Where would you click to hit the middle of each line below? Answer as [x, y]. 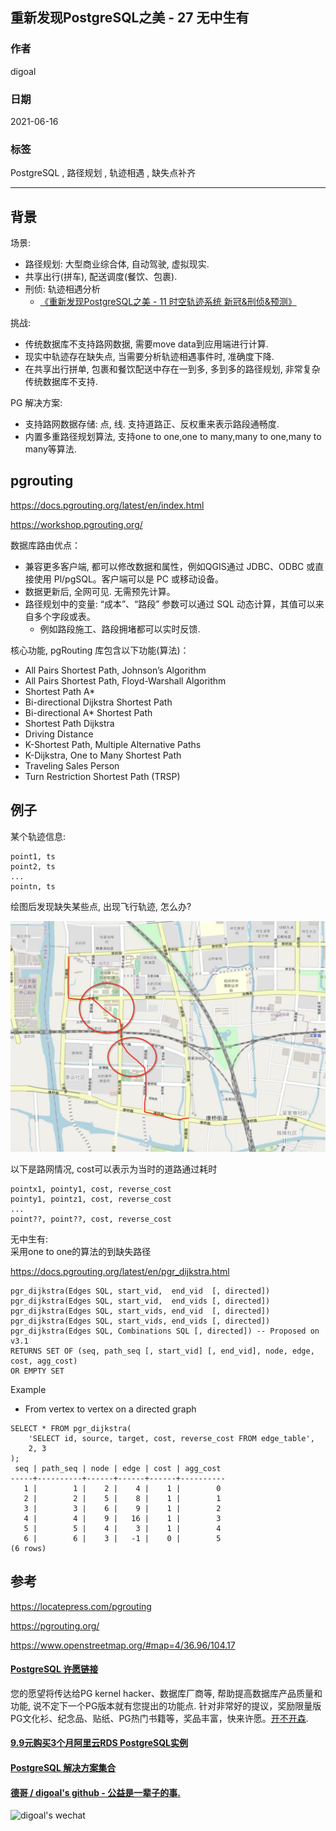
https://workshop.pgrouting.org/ [76, 524]
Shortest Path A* [60, 691]
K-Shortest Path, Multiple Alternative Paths [113, 744]
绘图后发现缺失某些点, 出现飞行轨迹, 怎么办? [101, 906]
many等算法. [50, 449]
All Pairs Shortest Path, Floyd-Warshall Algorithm [125, 680]
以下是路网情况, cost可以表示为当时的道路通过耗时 [114, 1169]
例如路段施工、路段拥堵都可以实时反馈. [120, 629]
